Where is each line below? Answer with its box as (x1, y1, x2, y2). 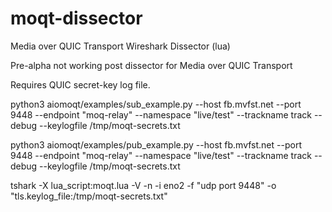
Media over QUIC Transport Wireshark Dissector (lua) (10, 40, 231, 52)
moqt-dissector (10, 7, 143, 30)
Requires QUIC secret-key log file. (10, 78, 151, 91)
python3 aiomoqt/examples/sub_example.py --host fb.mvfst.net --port (10, 98, 302, 110)
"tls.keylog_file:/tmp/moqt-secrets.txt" (10, 190, 168, 202)
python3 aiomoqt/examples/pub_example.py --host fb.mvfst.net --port (10, 138, 302, 151)
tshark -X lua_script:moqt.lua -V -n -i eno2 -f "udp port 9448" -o (10, 179, 277, 191)
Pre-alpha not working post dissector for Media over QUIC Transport (10, 59, 293, 71)
